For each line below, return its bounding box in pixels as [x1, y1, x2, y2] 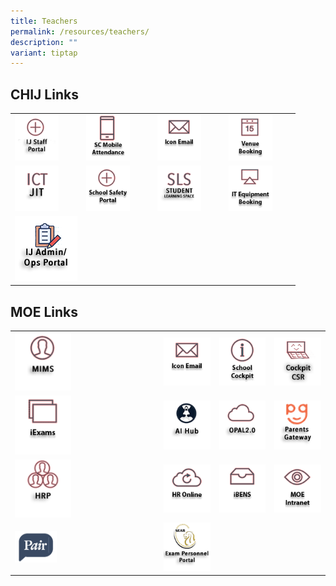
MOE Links [10, 303, 79, 320]
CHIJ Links [10, 86, 79, 103]
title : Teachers [10, 16, 78, 26]
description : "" [10, 37, 78, 47]
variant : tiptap [10, 48, 78, 58]
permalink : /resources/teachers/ [10, 26, 150, 37]
